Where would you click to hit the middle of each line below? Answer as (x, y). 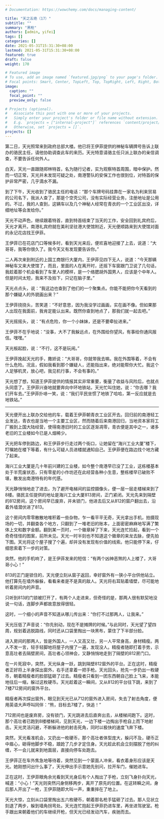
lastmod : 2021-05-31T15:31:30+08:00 (42, 50)
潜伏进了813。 (32, 507)
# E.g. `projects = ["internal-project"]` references (63, 123)
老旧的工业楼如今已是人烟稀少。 (37, 433)
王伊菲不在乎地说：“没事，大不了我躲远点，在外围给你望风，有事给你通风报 (81, 331)
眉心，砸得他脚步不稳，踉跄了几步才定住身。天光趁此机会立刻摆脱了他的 (82, 744)
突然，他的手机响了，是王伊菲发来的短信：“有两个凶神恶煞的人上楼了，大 (79, 558)
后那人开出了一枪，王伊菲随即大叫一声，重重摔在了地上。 (63, 789)
